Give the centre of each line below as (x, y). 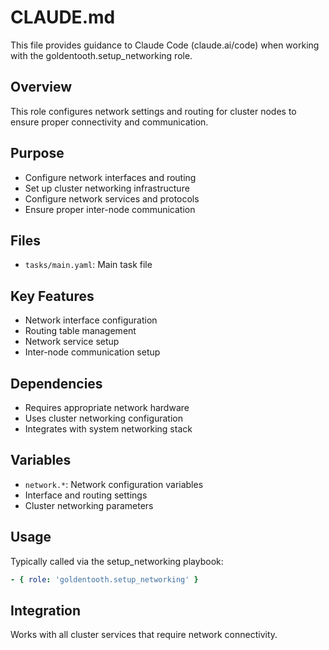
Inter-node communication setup (92, 352)
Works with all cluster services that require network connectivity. (144, 635)
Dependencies (56, 383)
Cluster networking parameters (89, 505)
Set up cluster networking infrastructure (107, 188)
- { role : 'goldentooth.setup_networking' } (104, 579)
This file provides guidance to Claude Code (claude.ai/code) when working (165, 45)
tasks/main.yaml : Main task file (88, 265)
